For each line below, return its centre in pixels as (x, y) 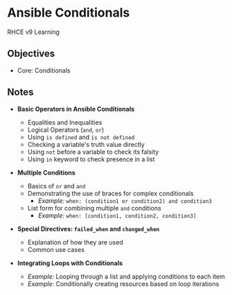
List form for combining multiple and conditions (94, 208)
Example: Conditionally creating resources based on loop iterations (123, 284)
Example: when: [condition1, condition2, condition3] (117, 215)
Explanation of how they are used (75, 242)
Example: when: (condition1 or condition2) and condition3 (125, 200)
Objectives (31, 54)
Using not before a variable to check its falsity (93, 152)
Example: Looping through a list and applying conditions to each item (126, 276)
